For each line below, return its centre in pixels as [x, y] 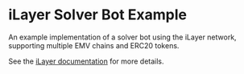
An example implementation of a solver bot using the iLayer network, [122, 37]
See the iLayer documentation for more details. [86, 61]
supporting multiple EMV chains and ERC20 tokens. [94, 45]
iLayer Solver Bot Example [98, 15]
